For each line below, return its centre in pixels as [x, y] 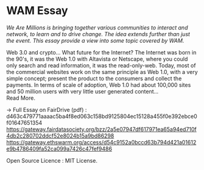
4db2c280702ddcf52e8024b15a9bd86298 [60, 136]
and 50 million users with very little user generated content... [83, 91]
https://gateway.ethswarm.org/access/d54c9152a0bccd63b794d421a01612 [101, 142]
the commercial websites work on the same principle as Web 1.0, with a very [102, 72]
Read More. [21, 98]
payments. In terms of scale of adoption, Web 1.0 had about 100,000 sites [99, 85]
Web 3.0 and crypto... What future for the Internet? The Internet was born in [101, 52]
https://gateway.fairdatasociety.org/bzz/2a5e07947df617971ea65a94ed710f [101, 129]
